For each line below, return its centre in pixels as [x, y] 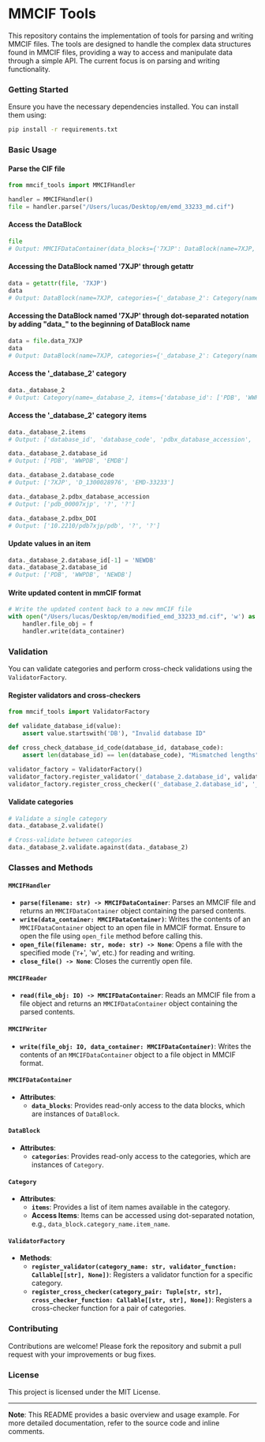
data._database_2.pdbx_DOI [52, 518]
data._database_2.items [47, 432]
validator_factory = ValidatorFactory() [76, 769]
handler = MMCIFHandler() [50, 200]
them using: [28, 115]
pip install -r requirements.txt [63, 130]
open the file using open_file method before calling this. [111, 936]
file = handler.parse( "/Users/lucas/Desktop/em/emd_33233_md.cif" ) [121, 207]
